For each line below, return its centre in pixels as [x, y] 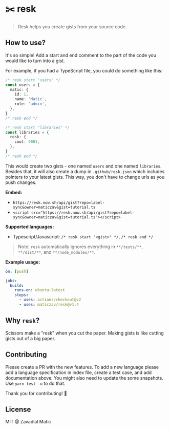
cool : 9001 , [27, 142]
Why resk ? [23, 321]
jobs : [11, 281]
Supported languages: [30, 227]
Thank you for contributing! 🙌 [36, 393]
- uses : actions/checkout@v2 [50, 300]
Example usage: [23, 262]
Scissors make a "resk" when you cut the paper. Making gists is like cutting [84, 333]
